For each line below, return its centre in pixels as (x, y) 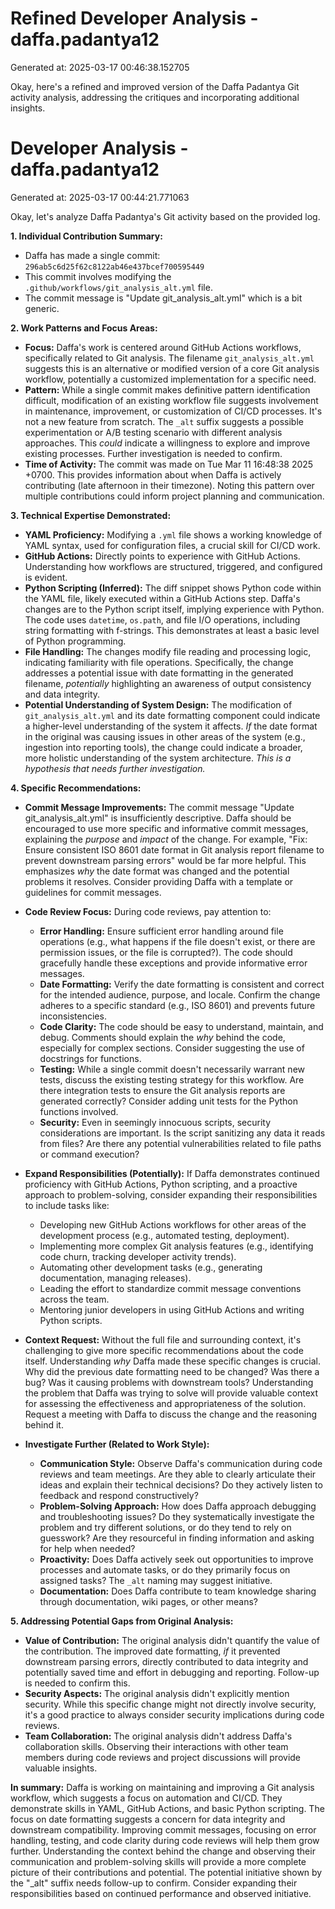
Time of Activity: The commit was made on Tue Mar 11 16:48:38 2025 (169, 464)
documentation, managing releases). (115, 1278)
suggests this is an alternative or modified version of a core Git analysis (172, 368)
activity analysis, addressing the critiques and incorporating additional (155, 97)
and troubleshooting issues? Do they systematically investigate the (177, 1516)
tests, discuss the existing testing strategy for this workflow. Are (172, 1079)
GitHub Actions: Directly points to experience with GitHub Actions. (162, 556)
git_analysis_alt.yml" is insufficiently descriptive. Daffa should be (158, 818)
